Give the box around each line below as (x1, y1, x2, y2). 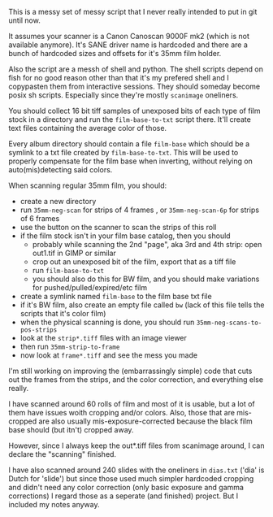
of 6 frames (19, 214, 60, 223)
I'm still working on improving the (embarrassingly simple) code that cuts (8, 366, 253, 376)
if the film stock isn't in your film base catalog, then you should (19, 231, 231, 241)
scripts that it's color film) (19, 309, 106, 318)
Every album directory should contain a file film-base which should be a (8, 139, 250, 149)
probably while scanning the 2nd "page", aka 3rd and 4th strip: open (32, 240, 262, 249)
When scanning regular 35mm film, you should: (8, 180, 167, 190)
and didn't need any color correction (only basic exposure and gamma (8, 483, 244, 492)
